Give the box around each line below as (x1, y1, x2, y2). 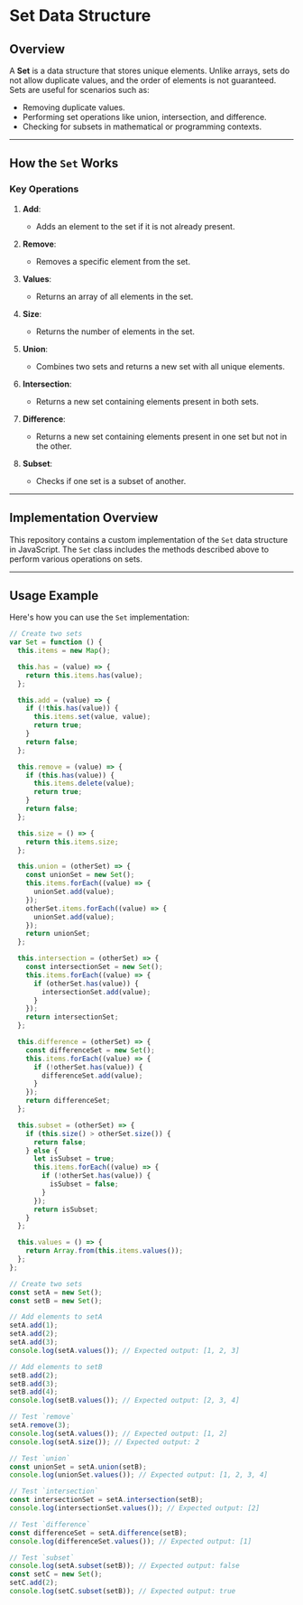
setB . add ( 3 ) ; (9, 1379, 59, 1388)
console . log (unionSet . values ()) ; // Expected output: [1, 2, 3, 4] (9, 1470, 269, 1479)
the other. (35, 440, 72, 452)
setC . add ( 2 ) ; (9, 1578, 59, 1588)
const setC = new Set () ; (9, 1570, 103, 1579)
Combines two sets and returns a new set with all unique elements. (35, 360, 286, 371)
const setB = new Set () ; (9, 1296, 103, 1305)
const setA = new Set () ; (9, 1288, 103, 1297)
